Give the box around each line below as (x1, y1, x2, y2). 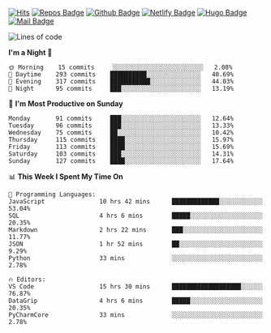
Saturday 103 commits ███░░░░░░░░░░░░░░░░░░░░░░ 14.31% (8, 150, 234, 158)
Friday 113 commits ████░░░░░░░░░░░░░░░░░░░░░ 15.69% (8, 143, 234, 151)
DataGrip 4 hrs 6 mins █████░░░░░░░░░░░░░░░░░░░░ (8, 297, 264, 305)
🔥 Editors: (8, 275, 46, 284)
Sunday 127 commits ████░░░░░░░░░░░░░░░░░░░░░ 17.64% (8, 157, 234, 165)
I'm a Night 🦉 (8, 48, 53, 57)
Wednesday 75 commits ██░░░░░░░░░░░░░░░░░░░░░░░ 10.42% (8, 129, 234, 137)
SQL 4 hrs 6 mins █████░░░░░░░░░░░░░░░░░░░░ (8, 211, 264, 220)
